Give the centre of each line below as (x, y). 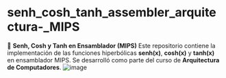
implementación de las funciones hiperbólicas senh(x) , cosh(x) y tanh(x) (111, 53)
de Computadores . (34, 67)
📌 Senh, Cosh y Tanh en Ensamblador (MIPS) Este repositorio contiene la (111, 45)
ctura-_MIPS (43, 27)
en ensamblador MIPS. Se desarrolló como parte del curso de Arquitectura (113, 60)
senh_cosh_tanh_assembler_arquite (112, 13)
